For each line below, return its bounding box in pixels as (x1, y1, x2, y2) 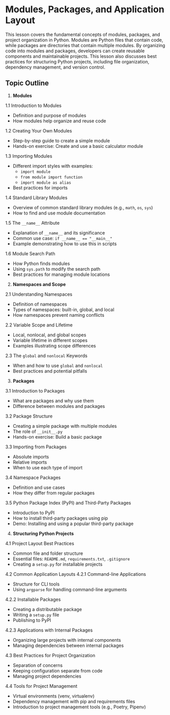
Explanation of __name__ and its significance (12, 229, 105, 236)
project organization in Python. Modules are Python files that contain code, (5, 37, 163, 43)
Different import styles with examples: (12, 163, 93, 169)
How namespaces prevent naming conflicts (12, 312, 104, 318)
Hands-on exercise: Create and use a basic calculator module (12, 143, 143, 149)
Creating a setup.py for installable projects (12, 561, 103, 567)
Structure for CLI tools (12, 581, 60, 587)
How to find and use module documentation (12, 210, 106, 216)
